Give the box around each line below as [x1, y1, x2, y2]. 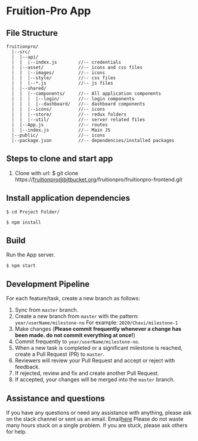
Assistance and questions [6, 393, 106, 403]
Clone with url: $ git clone [14, 169, 79, 176]
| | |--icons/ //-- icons [11, 106, 106, 112]
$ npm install [6, 219, 42, 225]
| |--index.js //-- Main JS [11, 127, 111, 133]
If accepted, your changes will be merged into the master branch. [14, 376, 175, 383]
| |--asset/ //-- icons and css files [11, 64, 143, 70]
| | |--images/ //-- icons [11, 70, 106, 76]
